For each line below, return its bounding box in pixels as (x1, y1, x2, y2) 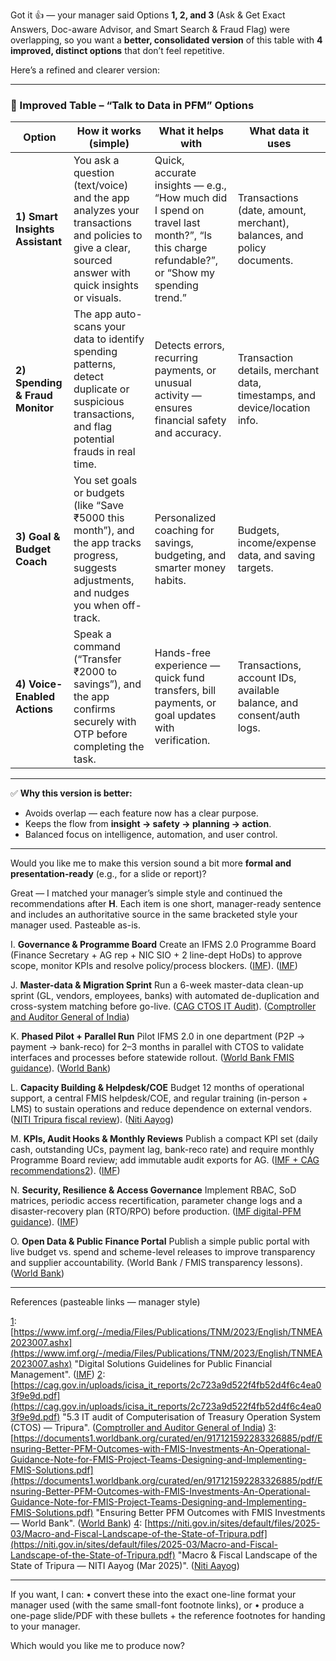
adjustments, (73, 574, 135, 588)
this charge (154, 241, 208, 255)
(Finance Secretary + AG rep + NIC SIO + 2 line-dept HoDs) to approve (10, 949, 303, 961)
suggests (73, 561, 117, 575)
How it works (76, 124, 142, 138)
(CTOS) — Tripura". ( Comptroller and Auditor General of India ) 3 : (10, 1422, 277, 1434)
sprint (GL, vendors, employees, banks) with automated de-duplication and (10, 990, 320, 1002)
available (237, 684, 280, 698)
